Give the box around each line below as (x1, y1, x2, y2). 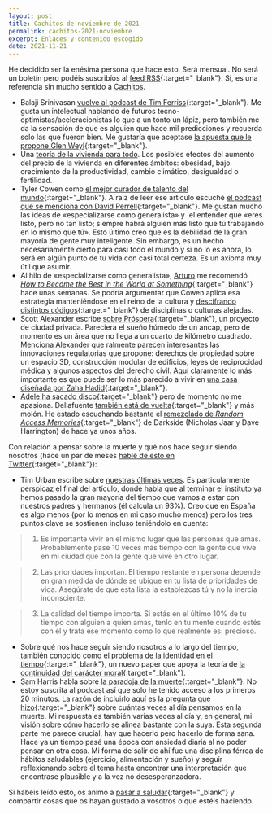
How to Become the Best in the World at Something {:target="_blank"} (19, 279, 253, 289)
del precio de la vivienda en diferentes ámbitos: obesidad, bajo (19, 158, 231, 168)
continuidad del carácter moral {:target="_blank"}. (19, 668, 187, 678)
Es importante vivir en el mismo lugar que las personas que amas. (40, 534, 261, 544)
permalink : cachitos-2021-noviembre (8, 27, 132, 35)
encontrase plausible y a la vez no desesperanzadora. (19, 772, 201, 781)
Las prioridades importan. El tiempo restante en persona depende (40, 567, 261, 577)
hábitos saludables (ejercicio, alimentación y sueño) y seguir (19, 755, 223, 764)
